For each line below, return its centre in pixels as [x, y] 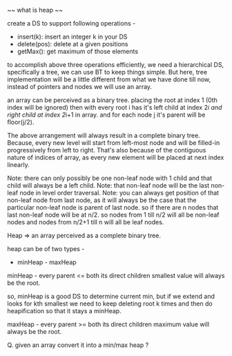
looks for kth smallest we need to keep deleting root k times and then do [110, 304]
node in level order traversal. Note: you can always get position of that [119, 193]
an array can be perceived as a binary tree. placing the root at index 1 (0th [112, 100]
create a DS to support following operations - [71, 23]
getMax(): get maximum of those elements [78, 51]
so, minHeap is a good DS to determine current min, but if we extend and [111, 296]
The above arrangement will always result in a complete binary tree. [104, 135]
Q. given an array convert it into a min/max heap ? [78, 345]
